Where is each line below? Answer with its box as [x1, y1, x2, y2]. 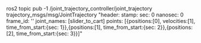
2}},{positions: [157, 24, 193, 31]
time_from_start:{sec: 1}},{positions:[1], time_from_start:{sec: [6, 24, 156, 31]
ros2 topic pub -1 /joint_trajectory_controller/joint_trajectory [6, 5, 152, 12]
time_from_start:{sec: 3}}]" [16, 30, 83, 37]
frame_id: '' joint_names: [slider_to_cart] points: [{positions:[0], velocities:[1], [6, 18, 196, 24]
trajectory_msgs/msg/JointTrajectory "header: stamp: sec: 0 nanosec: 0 [6, 11, 184, 18]
